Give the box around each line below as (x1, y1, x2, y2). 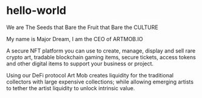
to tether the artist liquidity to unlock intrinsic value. (6, 84, 135, 91)
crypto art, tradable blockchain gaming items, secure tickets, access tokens (6, 53, 196, 60)
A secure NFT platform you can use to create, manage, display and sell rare (6, 47, 196, 54)
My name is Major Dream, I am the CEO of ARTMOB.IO (6, 35, 144, 42)
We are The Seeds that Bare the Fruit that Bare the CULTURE (6, 24, 158, 31)
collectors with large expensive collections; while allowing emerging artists (6, 78, 193, 85)
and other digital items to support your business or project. (6, 60, 154, 67)
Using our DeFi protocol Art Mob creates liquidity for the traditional (6, 71, 174, 79)
